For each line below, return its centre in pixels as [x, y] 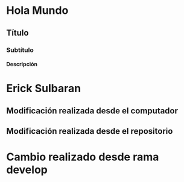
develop [27, 170]
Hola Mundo [37, 11]
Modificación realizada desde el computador [92, 111]
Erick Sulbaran [44, 89]
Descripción [22, 64]
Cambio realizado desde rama [83, 157]
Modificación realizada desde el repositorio [90, 131]
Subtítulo [20, 50]
